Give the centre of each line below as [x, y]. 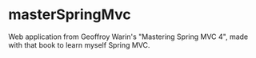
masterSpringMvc [70, 15]
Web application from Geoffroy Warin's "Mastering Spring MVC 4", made [128, 37]
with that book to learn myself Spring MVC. [79, 44]
